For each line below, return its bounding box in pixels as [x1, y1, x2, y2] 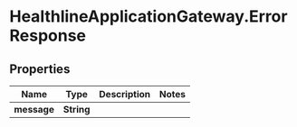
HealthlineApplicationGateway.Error [9, 6, 288, 27]
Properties [9, 61, 71, 77]
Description [99, 88, 151, 100]
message [14, 104, 54, 115]
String [62, 104, 91, 115]
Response [9, 25, 87, 46]
